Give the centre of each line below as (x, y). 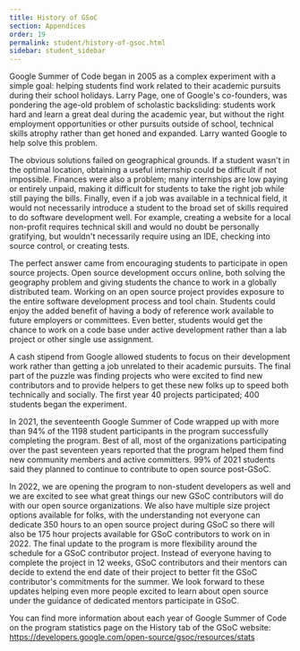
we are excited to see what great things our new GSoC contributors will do (146, 496)
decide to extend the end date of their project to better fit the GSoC (133, 572)
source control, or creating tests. (69, 246)
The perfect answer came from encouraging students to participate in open (149, 263)
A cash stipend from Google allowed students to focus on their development (150, 357)
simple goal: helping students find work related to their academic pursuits (145, 86)
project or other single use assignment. (81, 339)
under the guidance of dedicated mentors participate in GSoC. (124, 601)
